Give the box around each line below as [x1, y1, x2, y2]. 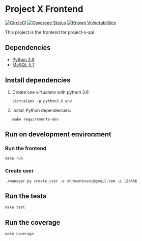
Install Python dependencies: [12, 107, 71, 113]
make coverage [5, 231, 34, 237]
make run [5, 156, 23, 161]
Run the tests [5, 192, 47, 200]
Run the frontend [5, 145, 47, 151]
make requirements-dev [12, 117, 59, 121]
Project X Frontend [5, 3, 84, 15]
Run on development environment [5, 130, 112, 138]
